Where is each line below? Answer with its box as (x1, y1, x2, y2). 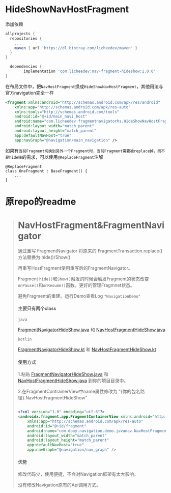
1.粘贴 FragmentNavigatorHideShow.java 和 (17, 371, 108, 378)
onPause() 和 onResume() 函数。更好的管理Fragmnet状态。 (17, 282, 135, 288)
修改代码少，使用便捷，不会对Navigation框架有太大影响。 (17, 471, 139, 477)
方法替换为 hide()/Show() (17, 254, 71, 260)
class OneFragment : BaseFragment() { (5, 168, 88, 173)
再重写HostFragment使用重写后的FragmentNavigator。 (17, 265, 133, 271)
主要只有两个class (17, 305, 56, 311)
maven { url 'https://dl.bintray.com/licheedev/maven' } (14, 45, 138, 50)
